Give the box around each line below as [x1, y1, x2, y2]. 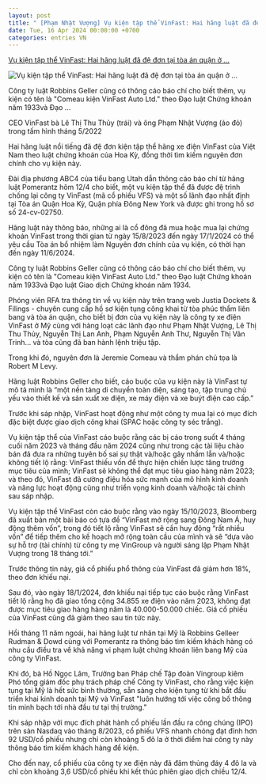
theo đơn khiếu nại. [8, 573, 71, 582]
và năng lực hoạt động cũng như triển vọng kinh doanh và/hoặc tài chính [8, 483, 245, 493]
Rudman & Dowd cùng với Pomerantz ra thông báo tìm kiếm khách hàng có [8, 637, 253, 646]
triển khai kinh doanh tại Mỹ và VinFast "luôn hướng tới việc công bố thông [8, 694, 252, 704]
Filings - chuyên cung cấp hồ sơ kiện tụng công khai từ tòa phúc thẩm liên [8, 304, 250, 313]
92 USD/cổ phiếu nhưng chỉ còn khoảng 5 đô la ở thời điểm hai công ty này [8, 735, 253, 744]
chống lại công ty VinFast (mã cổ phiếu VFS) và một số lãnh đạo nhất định [8, 191, 250, 200]
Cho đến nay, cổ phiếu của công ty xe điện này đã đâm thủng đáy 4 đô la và [8, 759, 257, 768]
